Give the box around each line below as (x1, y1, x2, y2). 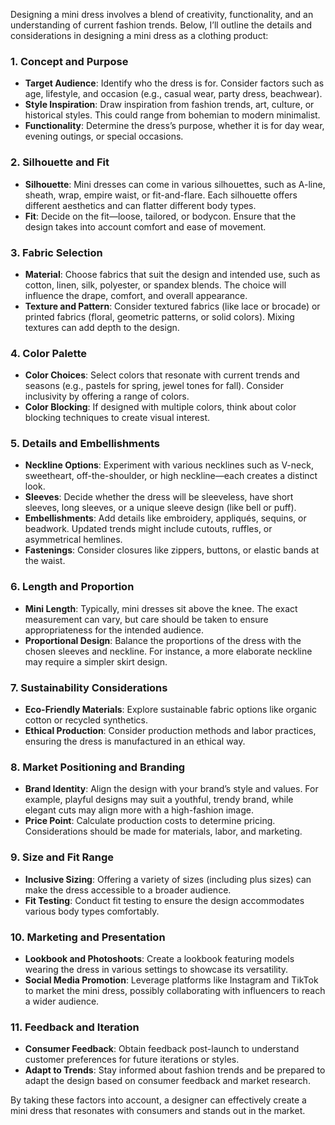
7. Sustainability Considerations (10, 680, 168, 694)
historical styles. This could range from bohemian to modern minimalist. (24, 109, 321, 121)
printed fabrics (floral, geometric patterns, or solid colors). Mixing (24, 310, 295, 323)
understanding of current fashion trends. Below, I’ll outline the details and (10, 19, 313, 31)
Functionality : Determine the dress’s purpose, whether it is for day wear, (24, 120, 325, 132)
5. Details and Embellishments (10, 437, 161, 451)
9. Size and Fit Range (10, 850, 114, 864)
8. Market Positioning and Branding (10, 760, 186, 774)
